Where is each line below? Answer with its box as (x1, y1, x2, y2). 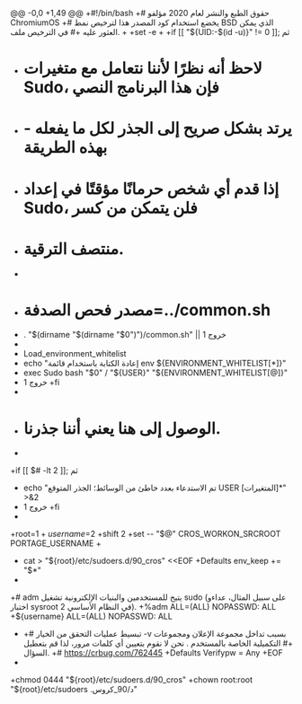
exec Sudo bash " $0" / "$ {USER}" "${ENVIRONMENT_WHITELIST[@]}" (22, 367, 289, 378)
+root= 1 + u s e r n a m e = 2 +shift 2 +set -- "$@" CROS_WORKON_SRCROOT (10, 529, 281, 540)
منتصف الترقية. (22, 238, 125, 259)
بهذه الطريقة (22, 137, 108, 158)
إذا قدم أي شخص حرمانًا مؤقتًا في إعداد (22, 179, 280, 198)
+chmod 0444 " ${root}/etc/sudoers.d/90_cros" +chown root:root (10, 674, 253, 685)
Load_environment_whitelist (22, 348, 127, 359)
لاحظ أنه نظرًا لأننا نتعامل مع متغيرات (22, 58, 263, 79)
